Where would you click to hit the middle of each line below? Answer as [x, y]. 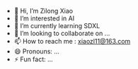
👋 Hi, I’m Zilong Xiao [43, 11]
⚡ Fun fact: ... [33, 59]
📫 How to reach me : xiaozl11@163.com [72, 41]
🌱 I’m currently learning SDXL [57, 26]
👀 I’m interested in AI [44, 18]
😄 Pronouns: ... [37, 51]
